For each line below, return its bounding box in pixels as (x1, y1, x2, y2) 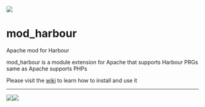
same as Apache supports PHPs (6, 64, 87, 72)
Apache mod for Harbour (6, 46, 70, 54)
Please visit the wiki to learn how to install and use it (6, 77, 137, 84)
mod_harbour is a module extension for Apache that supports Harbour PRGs (6, 58, 198, 66)
